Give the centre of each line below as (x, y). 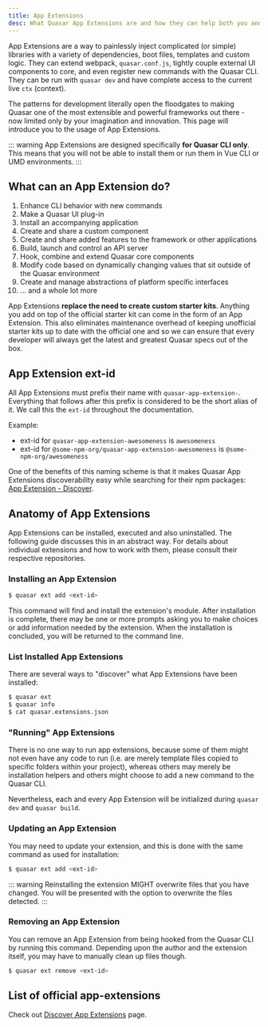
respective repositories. (47, 558)
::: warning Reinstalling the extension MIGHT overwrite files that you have (129, 884)
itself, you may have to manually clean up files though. (98, 956)
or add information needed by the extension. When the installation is (120, 628)
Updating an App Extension (63, 828)
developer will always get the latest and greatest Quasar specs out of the (128, 340)
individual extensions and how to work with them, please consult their (123, 549)
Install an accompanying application (79, 223)
